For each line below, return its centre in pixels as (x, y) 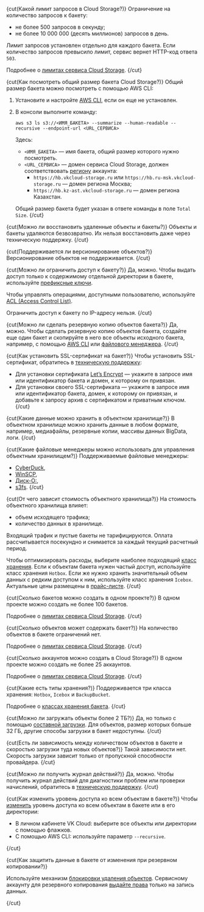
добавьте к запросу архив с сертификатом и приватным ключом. (100, 400)
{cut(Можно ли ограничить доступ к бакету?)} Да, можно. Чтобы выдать (101, 270)
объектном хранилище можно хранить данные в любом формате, (93, 425)
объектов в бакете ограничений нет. (54, 634)
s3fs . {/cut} (29, 487)
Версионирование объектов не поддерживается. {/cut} (79, 258)
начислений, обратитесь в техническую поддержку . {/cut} (83, 787)
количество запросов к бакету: (47, 15)
